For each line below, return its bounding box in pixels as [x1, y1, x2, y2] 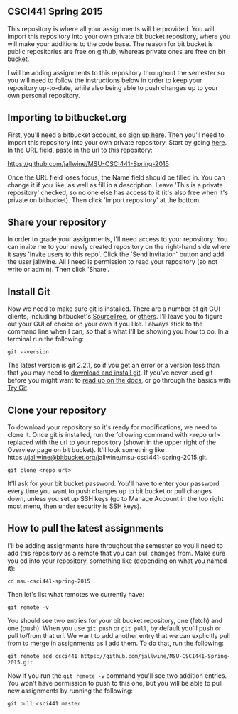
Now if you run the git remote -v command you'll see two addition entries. [7, 671, 227, 680]
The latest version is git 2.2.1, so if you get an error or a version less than [7, 361, 220, 370]
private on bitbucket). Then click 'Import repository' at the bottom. [7, 195, 201, 204]
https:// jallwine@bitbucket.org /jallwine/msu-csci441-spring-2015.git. [7, 454, 208, 462]
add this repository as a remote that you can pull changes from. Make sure [7, 549, 226, 557]
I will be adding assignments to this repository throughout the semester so [7, 68, 225, 77]
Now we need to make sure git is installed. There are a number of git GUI [7, 304, 220, 313]
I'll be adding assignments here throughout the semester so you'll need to [7, 541, 224, 549]
